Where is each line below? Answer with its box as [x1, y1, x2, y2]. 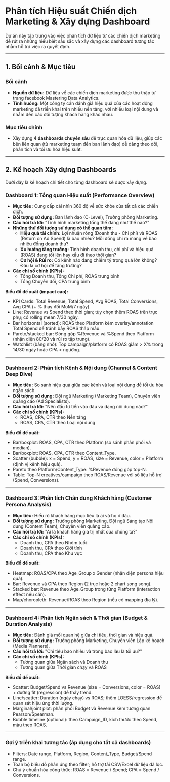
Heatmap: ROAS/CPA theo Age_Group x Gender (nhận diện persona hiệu [12, 570, 164, 576]
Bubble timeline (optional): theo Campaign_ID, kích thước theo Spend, [12, 716, 158, 722]
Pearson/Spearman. [12, 710, 55, 717]
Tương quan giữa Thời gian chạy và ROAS [20, 664, 107, 670]
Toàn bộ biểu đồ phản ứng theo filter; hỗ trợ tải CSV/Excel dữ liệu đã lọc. [12, 761, 163, 768]
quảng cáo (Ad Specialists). [12, 398, 71, 404]
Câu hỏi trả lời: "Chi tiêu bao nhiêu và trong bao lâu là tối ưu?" [12, 648, 143, 654]
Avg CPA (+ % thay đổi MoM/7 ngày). [12, 304, 91, 310]
